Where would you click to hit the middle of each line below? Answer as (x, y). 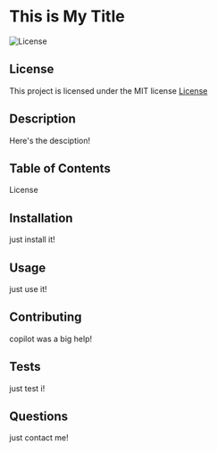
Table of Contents (60, 168)
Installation (41, 218)
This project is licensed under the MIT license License (108, 90)
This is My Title (67, 17)
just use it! (28, 289)
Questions (39, 417)
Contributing (46, 318)
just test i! (27, 388)
